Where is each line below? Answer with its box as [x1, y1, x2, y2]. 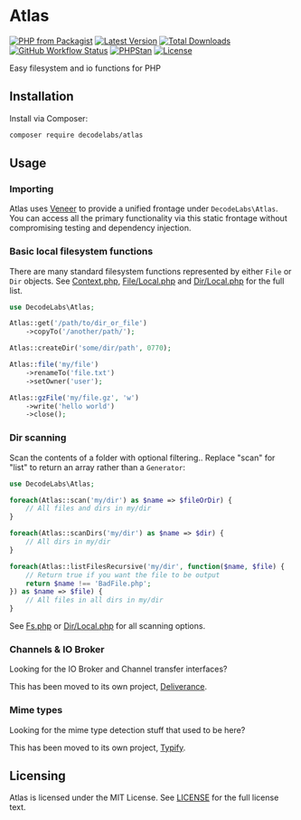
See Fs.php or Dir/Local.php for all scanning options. [9, 621, 206, 632]
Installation [9, 89, 74, 104]
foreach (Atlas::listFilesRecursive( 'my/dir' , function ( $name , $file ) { [9, 562, 285, 571]
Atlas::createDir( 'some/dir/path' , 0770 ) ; [9, 343, 172, 353]
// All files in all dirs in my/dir [25, 595, 165, 605]
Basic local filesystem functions [9, 246, 154, 258]
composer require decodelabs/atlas [9, 130, 144, 140]
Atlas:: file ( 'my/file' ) [9, 360, 99, 370]
